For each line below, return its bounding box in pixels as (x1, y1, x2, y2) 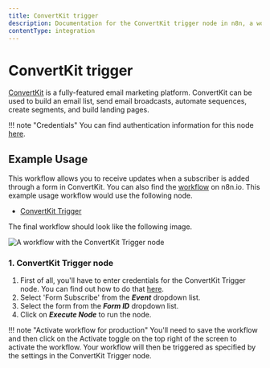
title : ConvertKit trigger (8, 11, 99, 20)
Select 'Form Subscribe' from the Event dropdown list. (19, 292, 201, 302)
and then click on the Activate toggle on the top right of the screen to (8, 334, 237, 344)
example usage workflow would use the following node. (8, 190, 193, 201)
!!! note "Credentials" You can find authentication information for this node (8, 121, 255, 130)
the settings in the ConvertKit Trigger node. (8, 351, 152, 361)
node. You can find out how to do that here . (19, 284, 165, 294)
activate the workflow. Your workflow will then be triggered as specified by (8, 342, 256, 352)
